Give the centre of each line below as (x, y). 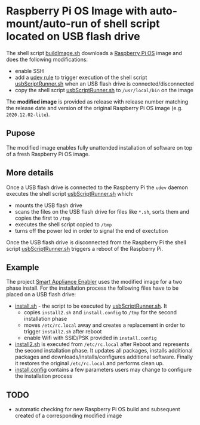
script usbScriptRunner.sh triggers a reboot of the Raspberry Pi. (84, 248)
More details (30, 173)
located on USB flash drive (73, 37)
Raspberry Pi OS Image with (77, 11)
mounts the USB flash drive (48, 205)
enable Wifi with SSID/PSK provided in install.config (90, 338)
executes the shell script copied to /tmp (63, 224)
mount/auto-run (47, 24)
